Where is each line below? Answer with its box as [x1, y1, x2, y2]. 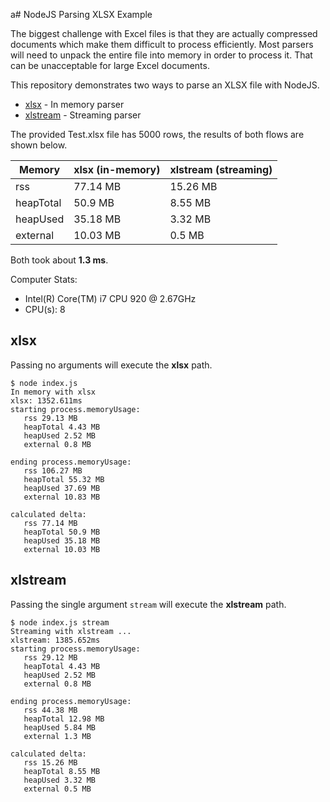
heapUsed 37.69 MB [23, 483, 101, 493]
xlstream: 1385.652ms [10, 635, 101, 645]
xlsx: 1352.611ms [10, 395, 83, 406]
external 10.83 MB [23, 492, 101, 502]
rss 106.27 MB [23, 465, 83, 476]
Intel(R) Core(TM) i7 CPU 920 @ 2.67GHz [24, 293, 197, 304]
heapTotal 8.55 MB [23, 766, 101, 776]
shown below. [10, 139, 68, 151]
